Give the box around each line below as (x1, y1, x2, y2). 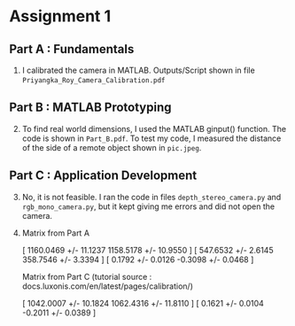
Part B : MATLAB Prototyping (9, 100, 172, 115)
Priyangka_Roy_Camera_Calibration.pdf (21, 76, 166, 85)
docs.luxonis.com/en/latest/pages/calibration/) (21, 281, 193, 291)
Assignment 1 (9, 6, 112, 27)
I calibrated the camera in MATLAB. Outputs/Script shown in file (21, 65, 255, 75)
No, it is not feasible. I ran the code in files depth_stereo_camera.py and (21, 191, 282, 202)
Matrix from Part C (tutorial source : (21, 271, 152, 282)
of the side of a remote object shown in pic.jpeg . (21, 142, 202, 152)
